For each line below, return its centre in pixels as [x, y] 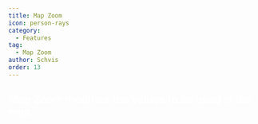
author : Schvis [34, 60]
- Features [34, 38]
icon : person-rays [39, 23]
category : [25, 30]
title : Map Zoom [35, 15]
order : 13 [25, 68]
